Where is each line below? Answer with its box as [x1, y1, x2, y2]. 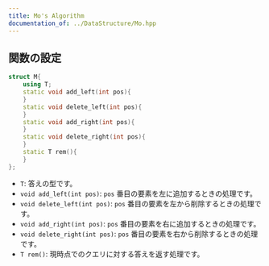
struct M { [8, 73, 42, 81]
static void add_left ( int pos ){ [23, 88, 131, 97]
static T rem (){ [23, 148, 78, 156]
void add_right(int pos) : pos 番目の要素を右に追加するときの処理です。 [19, 218, 261, 228]
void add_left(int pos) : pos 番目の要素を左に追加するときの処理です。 [19, 189, 258, 198]
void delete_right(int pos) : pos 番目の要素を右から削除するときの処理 [19, 229, 259, 239]
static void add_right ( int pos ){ [23, 118, 135, 126]
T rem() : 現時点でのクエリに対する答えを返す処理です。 [19, 249, 205, 259]
